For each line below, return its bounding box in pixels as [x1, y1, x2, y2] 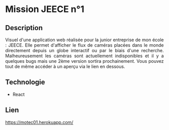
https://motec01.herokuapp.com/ [5, 119, 73, 125]
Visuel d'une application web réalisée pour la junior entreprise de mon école [5, 37, 164, 43]
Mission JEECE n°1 [5, 4, 84, 15]
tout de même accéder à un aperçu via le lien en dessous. [5, 64, 125, 69]
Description [5, 24, 43, 32]
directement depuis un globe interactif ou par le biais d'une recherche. [5, 48, 164, 53]
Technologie [5, 78, 45, 86]
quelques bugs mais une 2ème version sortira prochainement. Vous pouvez [5, 58, 164, 64]
